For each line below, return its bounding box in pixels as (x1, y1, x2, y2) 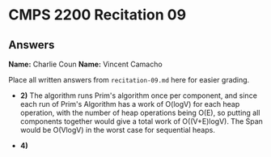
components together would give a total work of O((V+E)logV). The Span (19, 117, 263, 126)
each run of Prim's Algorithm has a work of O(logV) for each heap (19, 100, 240, 108)
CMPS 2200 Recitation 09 (8, 6, 187, 24)
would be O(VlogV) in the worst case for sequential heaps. (19, 125, 216, 134)
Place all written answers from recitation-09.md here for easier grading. (8, 75, 250, 84)
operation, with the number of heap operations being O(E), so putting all (19, 108, 260, 117)
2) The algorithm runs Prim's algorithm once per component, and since (19, 91, 257, 100)
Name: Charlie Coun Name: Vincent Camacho (8, 59, 163, 69)
